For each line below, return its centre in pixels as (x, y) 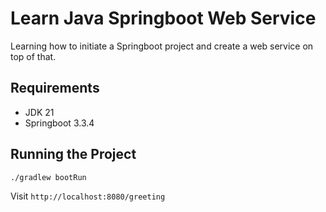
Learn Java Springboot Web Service (163, 18)
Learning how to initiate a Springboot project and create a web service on (162, 46)
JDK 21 (39, 112)
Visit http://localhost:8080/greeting (88, 196)
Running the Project (73, 154)
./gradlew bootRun (48, 177)
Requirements (55, 88)
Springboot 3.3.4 (59, 123)
